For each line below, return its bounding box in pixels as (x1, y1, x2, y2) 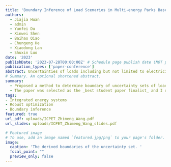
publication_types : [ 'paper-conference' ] (5, 64, 95, 69)
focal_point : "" (10, 149, 44, 154)
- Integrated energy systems (5, 97, 67, 102)
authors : (5, 12, 24, 17)
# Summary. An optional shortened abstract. (5, 74, 101, 79)
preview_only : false (10, 154, 53, 159)
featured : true (5, 112, 38, 117)
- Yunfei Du (10, 26, 36, 32)
